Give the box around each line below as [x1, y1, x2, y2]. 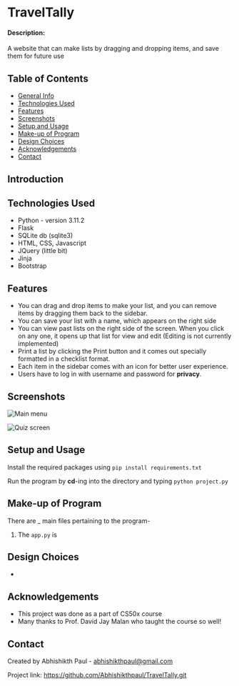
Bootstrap [17, 262, 47, 270]
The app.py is [17, 530, 57, 539]
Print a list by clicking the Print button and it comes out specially [17, 347, 207, 356]
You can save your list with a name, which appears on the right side [17, 317, 217, 325]
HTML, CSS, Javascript [17, 239, 87, 247]
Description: [7, 28, 45, 36]
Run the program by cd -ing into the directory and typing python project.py [7, 477, 228, 485]
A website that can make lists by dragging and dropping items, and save [7, 44, 220, 53]
